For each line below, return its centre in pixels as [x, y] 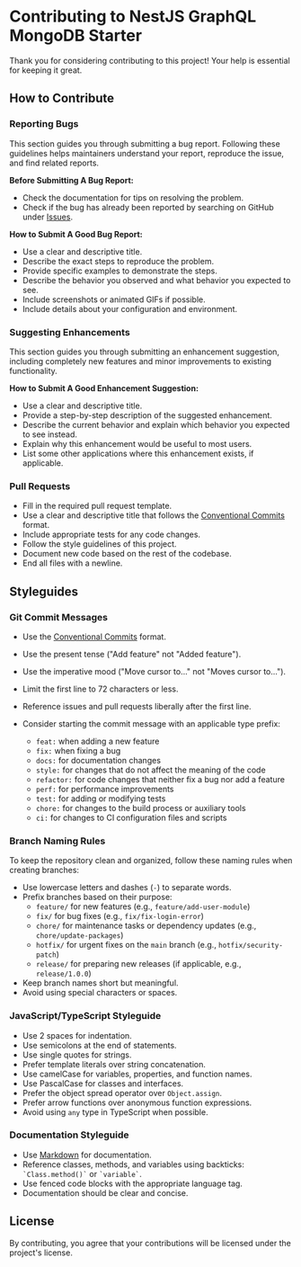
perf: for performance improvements [105, 789]
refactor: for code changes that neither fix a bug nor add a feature [160, 779]
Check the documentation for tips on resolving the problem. [133, 197]
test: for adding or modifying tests [101, 799]
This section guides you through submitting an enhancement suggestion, [145, 352]
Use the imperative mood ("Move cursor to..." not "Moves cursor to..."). [154, 671]
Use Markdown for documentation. [87, 1155]
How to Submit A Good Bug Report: [76, 234]
